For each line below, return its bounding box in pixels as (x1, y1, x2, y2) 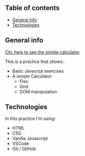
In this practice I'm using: (5, 116, 56, 121)
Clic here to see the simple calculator (5, 49, 80, 55)
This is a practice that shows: (5, 58, 64, 64)
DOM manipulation (19, 89, 57, 95)
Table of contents (5, 4, 60, 12)
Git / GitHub (12, 146, 36, 152)
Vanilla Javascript (12, 136, 48, 141)
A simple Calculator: (12, 73, 53, 79)
